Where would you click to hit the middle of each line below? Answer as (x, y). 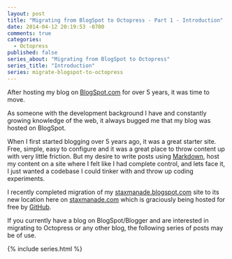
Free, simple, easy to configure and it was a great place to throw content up (116, 149)
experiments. (26, 178)
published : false (32, 53)
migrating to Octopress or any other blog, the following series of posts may (115, 228)
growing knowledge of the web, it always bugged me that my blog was (109, 120)
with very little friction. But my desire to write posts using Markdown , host (114, 156)
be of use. (22, 235)
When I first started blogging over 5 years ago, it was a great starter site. (112, 141)
